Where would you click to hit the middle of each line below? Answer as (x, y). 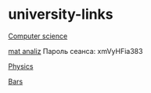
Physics (21, 66)
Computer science (38, 36)
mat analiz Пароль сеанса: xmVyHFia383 (75, 51)
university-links (61, 14)
